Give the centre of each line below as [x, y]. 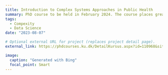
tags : [11, 19]
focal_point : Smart [30, 65]
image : [12, 55]
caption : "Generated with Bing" [43, 60]
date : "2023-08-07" [25, 33]
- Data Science [25, 28]
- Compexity [22, 24]
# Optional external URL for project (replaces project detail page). [80, 42]
